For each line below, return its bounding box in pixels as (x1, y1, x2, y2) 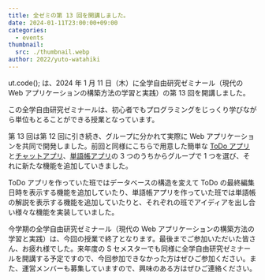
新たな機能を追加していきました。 (21, 161, 132, 170)
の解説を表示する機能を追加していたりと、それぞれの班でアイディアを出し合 (8, 197, 256, 207)
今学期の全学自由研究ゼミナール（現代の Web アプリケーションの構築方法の (8, 224, 255, 233)
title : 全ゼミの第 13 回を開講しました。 (8, 11, 130, 20)
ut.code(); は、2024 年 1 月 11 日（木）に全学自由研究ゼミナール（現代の (8, 78, 243, 88)
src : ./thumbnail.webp (15, 48, 90, 56)
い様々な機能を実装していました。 (8, 207, 119, 217)
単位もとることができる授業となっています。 (14, 114, 159, 124)
